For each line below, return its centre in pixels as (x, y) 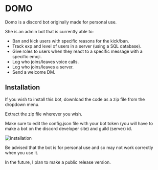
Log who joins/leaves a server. (43, 67)
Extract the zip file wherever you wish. (44, 114)
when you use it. (22, 152)
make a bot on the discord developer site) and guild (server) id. (68, 128)
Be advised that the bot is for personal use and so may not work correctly (79, 148)
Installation (23, 88)
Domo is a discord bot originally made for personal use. (61, 22)
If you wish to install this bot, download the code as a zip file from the (75, 99)
